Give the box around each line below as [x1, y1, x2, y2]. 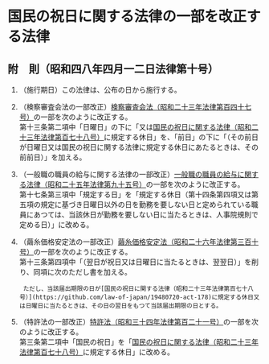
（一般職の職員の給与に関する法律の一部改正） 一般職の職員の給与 [18, 170, 238, 179]
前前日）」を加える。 [18, 152, 87, 162]
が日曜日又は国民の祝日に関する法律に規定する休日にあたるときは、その [18, 143, 259, 151]
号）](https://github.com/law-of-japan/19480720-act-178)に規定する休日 [18, 293, 254, 301]
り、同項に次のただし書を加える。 [18, 267, 132, 276]
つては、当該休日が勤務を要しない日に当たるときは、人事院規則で [40, 210, 259, 219]
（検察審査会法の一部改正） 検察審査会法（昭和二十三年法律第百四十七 [18, 102, 252, 111]
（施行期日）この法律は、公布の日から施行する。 [18, 85, 181, 94]
